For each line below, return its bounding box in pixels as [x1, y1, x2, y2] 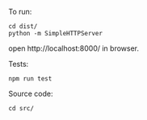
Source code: [8, 89, 53, 98]
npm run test [8, 75, 52, 83]
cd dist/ [8, 23, 38, 31]
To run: [8, 7, 32, 16]
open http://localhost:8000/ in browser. [8, 43, 140, 53]
